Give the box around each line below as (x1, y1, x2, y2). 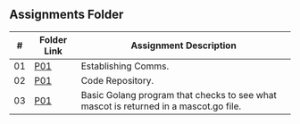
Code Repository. (80, 74, 154, 87)
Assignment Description (130, 39, 237, 52)
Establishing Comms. (80, 60, 170, 72)
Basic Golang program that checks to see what (80, 88, 277, 101)
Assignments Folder (9, 7, 124, 22)
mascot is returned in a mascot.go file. (80, 100, 242, 112)
